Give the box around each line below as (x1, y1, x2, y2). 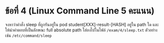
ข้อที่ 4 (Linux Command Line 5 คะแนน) (5, 5, 155, 16)
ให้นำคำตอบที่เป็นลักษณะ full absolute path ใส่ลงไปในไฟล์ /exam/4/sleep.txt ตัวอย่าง (5, 27, 158, 33)
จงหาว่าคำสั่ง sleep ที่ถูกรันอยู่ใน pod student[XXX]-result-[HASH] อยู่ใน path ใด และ (5, 21, 159, 27)
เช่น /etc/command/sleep (5, 32, 52, 38)
